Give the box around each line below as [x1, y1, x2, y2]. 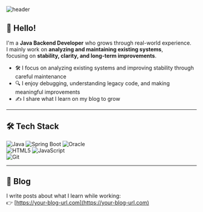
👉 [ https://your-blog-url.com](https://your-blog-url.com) [6, 199, 149, 207]
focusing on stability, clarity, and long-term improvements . [6, 52, 157, 59]
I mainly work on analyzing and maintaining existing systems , [6, 45, 163, 53]
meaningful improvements [14, 88, 80, 95]
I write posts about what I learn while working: [6, 192, 121, 199]
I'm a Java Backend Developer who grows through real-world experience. [6, 39, 192, 47]
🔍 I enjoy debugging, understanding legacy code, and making [14, 79, 170, 87]
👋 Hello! [6, 23, 36, 33]
